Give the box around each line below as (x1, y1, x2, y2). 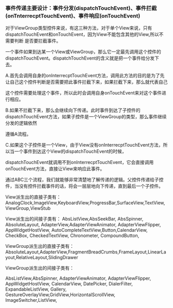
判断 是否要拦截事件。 (14, 38, 61, 44)
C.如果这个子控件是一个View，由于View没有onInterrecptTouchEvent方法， (5, 142, 163, 148)
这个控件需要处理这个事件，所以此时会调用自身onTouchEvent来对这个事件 (5, 90, 162, 96)
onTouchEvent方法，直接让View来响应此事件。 (5, 166, 105, 172)
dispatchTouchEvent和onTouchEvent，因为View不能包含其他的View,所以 (5, 31, 160, 38)
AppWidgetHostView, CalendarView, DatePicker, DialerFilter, (5, 281, 133, 287)
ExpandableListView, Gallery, (5, 286, 67, 293)
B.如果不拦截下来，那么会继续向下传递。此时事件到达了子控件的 (5, 107, 141, 114)
